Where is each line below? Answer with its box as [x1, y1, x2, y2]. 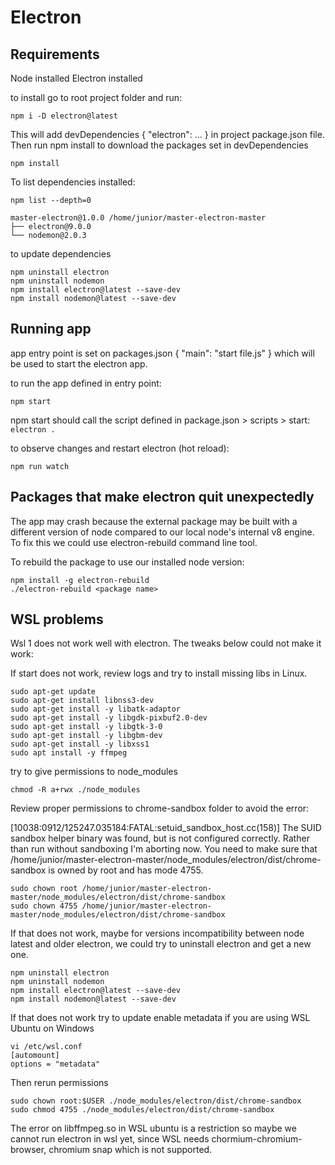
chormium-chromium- [211, 1133, 303, 1145]
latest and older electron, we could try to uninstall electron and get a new [10, 938, 312, 950]
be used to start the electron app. [10, 357, 148, 370]
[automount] [10, 1051, 60, 1061]
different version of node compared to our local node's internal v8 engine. [10, 526, 315, 538]
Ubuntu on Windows [10, 1022, 95, 1035]
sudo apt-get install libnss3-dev [10, 696, 155, 706]
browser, [10, 1144, 47, 1156]
